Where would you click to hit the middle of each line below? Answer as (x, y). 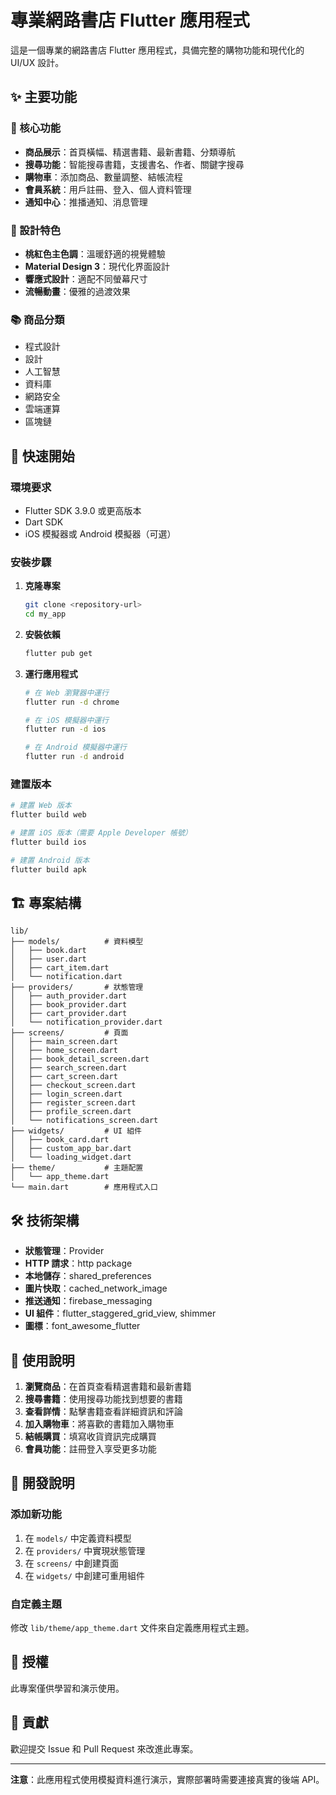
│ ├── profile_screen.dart (71, 1112)
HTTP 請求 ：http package (78, 1263)
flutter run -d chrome (72, 702)
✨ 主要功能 (44, 97)
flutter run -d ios (65, 729)
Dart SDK (44, 522)
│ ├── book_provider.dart (69, 1005)
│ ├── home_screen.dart (64, 1051)
